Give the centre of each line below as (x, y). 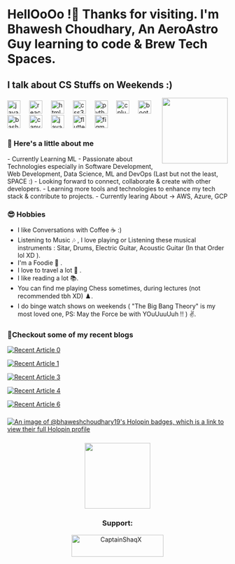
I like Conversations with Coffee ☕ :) (70, 230)
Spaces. (31, 59)
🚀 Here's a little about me (51, 144)
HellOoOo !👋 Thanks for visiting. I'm (113, 14)
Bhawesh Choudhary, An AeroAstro (113, 29)
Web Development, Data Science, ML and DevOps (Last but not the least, (113, 174)
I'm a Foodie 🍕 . (40, 263)
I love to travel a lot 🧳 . (49, 270)
